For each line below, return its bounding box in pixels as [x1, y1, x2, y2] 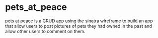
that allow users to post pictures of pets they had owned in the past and [5, 23, 153, 29]
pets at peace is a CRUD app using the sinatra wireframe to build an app [5, 18, 153, 24]
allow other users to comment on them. [5, 28, 85, 34]
